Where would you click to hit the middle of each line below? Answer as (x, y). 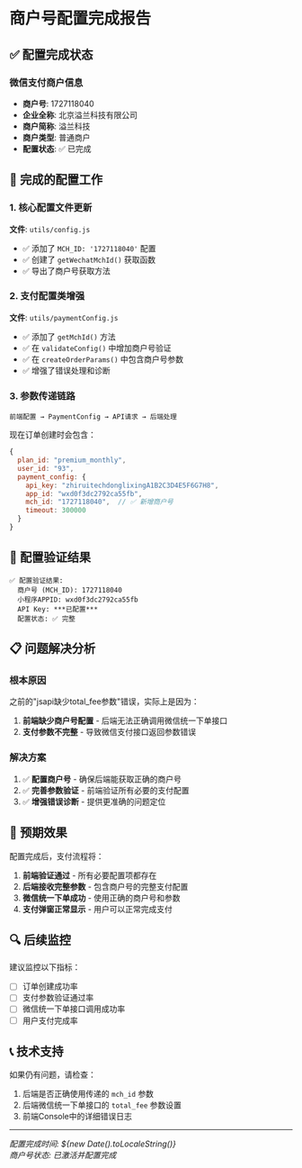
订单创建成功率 (50, 986)
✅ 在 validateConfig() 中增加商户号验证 (97, 348)
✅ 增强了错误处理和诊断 (66, 370)
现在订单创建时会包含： (53, 435)
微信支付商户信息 (46, 82)
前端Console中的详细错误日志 (77, 1117)
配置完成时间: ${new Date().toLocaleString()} (93, 1144)
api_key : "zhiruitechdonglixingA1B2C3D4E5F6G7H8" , (122, 485)
